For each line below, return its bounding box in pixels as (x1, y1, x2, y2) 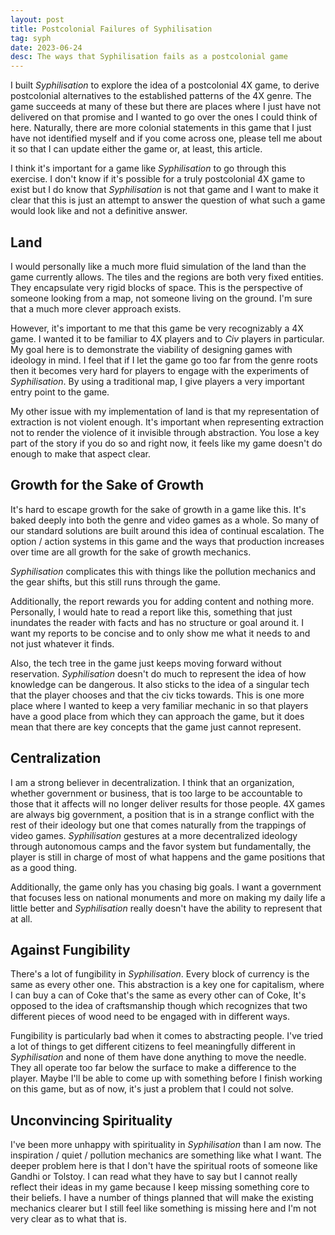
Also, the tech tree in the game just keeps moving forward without (10, 657, 282, 669)
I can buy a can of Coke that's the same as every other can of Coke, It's (10, 989, 307, 1001)
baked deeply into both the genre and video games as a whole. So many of (10, 514, 320, 526)
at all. (10, 912, 33, 925)
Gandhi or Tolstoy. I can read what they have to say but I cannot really (10, 1171, 298, 1183)
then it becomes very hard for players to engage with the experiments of (10, 364, 310, 376)
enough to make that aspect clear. (10, 447, 151, 460)
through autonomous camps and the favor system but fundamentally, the (10, 840, 312, 852)
